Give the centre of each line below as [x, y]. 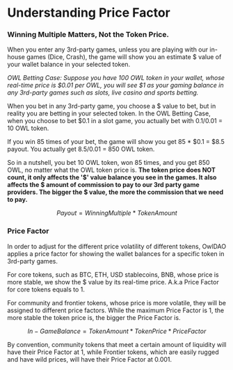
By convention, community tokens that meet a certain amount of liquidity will [117, 344]
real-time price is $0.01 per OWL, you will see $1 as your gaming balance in [115, 86]
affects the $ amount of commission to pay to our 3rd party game [103, 185]
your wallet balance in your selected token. [69, 65]
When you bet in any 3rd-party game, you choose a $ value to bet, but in [112, 106]
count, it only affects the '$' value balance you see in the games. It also [112, 177]
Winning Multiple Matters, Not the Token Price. [88, 35]
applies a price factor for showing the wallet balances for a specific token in [116, 254]
